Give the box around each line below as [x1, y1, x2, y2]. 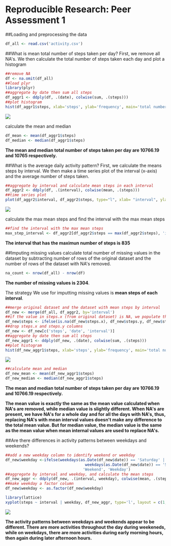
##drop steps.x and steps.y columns [5, 324, 83, 329]
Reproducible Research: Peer [5, 4, 131, 15]
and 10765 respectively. [5, 152, 58, 159]
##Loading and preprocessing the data [5, 31, 88, 37]
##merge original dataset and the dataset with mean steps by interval [5, 305, 160, 310]
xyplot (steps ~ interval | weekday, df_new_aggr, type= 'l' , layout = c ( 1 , [5, 500, 167, 505]
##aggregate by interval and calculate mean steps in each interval [5, 183, 154, 188]
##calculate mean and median [5, 366, 67, 371]
